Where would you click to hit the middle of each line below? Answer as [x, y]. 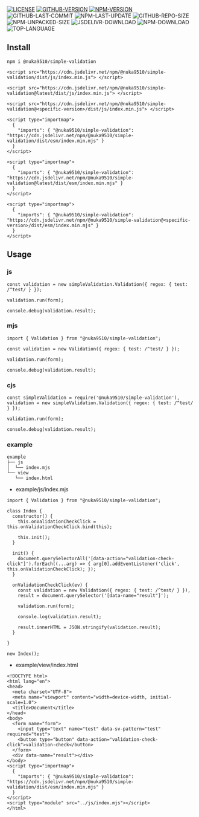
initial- [161, 697]
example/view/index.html [47, 665]
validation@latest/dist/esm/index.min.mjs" [62, 183]
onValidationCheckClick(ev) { [50, 585]
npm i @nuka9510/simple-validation [52, 61]
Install [19, 47]
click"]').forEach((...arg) [42, 564]
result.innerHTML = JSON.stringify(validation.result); [90, 628]
